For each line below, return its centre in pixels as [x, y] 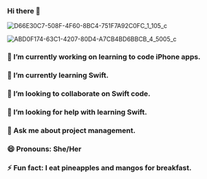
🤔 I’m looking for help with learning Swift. [77, 112]
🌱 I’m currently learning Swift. [58, 75]
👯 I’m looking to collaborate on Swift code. [79, 94]
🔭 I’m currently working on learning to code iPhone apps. [104, 57]
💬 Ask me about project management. [72, 130]
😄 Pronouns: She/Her [44, 149]
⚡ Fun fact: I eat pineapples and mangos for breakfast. [99, 167]
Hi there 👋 [24, 11]
